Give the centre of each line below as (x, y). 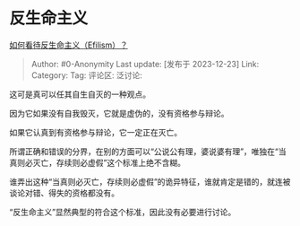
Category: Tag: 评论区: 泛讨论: (87, 75)
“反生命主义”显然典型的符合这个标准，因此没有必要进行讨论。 (123, 212)
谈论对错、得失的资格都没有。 (64, 193)
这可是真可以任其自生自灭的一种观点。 (80, 94)
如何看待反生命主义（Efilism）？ (69, 45)
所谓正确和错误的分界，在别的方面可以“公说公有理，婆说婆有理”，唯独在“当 (148, 151)
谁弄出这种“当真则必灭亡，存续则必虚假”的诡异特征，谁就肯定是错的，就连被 (150, 181)
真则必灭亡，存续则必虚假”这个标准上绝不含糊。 (98, 162)
